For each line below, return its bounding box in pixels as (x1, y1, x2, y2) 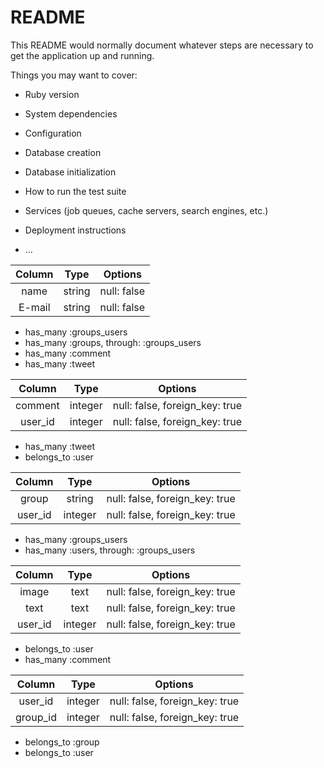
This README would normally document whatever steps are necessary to (10, 39, 314, 51)
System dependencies (24, 107, 118, 120)
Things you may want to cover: (10, 69, 138, 81)
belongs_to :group (24, 736, 100, 748)
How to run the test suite (24, 185, 127, 197)
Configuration (24, 127, 82, 139)
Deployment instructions (24, 224, 127, 236)
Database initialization (24, 166, 117, 178)
